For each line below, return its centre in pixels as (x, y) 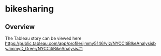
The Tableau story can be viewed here (43, 38)
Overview (20, 27)
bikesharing (29, 9)
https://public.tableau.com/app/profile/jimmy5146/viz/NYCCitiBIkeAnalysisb (80, 43)
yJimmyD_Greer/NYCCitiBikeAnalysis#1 (44, 49)
